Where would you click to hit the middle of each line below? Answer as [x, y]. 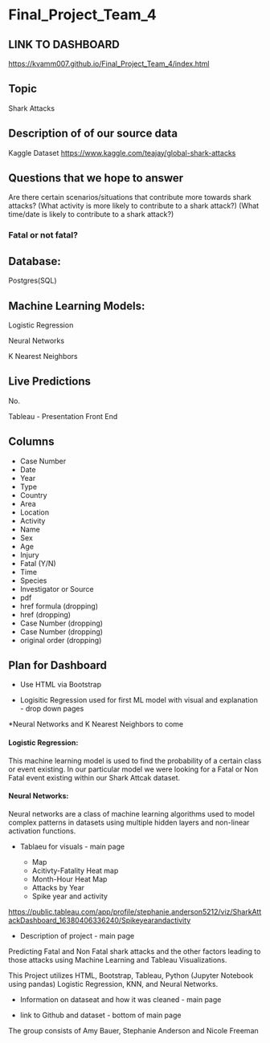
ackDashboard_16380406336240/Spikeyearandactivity [100, 920]
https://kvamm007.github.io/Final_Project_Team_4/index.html [109, 63]
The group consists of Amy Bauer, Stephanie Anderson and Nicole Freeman [133, 1030]
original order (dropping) [61, 640]
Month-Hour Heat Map [70, 879]
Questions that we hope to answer [96, 178]
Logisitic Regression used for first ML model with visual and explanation [139, 700]
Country [33, 495]
